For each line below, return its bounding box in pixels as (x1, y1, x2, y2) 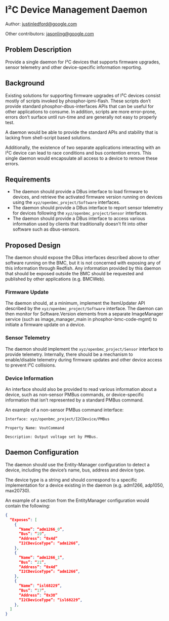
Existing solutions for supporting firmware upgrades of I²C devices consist (5, 92, 161, 98)
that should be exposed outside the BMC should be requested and (5, 271, 144, 277)
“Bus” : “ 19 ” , (18, 531, 47, 536)
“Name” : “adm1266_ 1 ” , (18, 555, 65, 560)
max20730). (5, 487, 31, 493)
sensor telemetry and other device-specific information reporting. (5, 64, 143, 70)
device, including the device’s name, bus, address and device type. (5, 467, 145, 473)
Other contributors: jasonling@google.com (5, 30, 94, 36)
